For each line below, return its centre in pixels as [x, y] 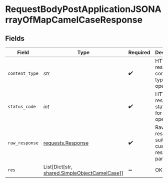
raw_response [23, 143]
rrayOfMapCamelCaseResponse [74, 20]
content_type [23, 73]
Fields [15, 38]
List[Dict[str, [58, 167]
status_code [22, 107]
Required [139, 52]
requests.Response [66, 143]
